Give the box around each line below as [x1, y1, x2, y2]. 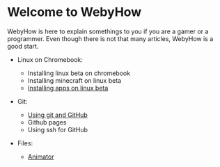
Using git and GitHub [27, 111, 88, 119]
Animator [27, 152, 54, 161]
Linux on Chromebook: [17, 55, 84, 63]
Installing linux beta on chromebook [27, 69, 131, 77]
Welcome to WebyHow [7, 4, 142, 20]
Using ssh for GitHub [27, 125, 88, 134]
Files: [17, 138, 33, 147]
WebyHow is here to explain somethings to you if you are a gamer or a [7, 27, 209, 35]
